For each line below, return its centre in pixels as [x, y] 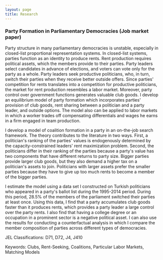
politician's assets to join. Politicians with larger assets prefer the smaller [78, 166]
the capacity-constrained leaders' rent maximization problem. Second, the [80, 146]
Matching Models [22, 252]
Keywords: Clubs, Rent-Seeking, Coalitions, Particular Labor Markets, [74, 247]
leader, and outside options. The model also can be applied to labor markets [81, 110]
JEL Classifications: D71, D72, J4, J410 [44, 237]
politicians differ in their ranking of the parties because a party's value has [80, 151]
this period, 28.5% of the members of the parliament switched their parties [80, 196]
